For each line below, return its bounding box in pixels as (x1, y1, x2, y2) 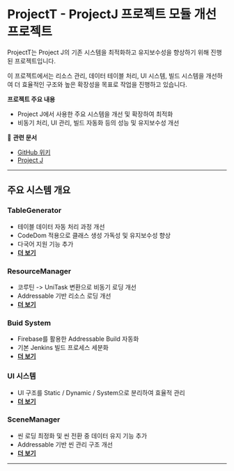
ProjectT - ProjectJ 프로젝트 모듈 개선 (7, 6, 217, 22)
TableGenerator (7, 206, 62, 216)
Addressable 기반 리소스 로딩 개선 (17, 292, 111, 300)
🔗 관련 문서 (7, 133, 37, 141)
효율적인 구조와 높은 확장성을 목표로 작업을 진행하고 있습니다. (22, 80, 187, 88)
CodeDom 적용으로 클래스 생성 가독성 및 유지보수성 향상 (17, 231, 171, 239)
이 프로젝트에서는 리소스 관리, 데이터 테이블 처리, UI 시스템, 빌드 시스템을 (7, 71, 205, 80)
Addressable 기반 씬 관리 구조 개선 (17, 440, 114, 449)
